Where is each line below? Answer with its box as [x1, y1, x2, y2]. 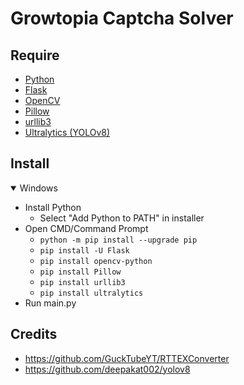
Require [10, 47, 60, 64]
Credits [10, 326, 58, 343]
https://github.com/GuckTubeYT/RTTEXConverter [24, 352, 230, 364]
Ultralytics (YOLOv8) [24, 127, 111, 138]
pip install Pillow [39, 267, 122, 277]
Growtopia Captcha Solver [10, 7, 234, 30]
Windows [19, 182, 58, 194]
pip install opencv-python [39, 256, 153, 266]
